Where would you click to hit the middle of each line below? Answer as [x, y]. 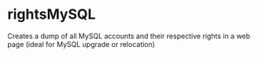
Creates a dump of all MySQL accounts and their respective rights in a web [129, 36]
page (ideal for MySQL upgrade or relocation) [81, 44]
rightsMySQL [52, 14]
